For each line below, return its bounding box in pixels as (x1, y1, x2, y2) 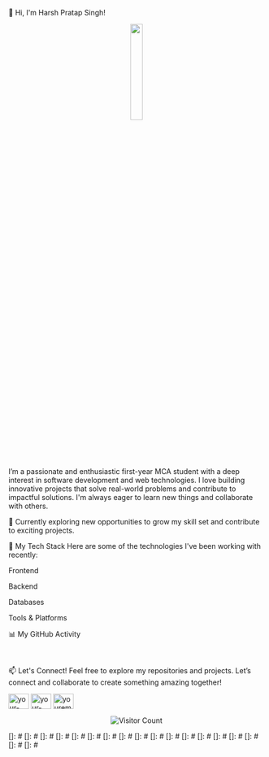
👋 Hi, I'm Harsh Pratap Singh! (8, 8, 106, 17)
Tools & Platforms (8, 613, 67, 622)
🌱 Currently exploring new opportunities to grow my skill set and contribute (8, 517, 260, 526)
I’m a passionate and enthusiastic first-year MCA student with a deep (8, 467, 240, 476)
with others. (8, 501, 49, 511)
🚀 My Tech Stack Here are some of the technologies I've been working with (8, 542, 262, 550)
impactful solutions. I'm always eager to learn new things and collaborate (8, 493, 254, 502)
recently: (8, 550, 38, 559)
